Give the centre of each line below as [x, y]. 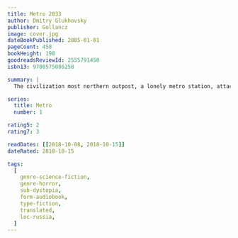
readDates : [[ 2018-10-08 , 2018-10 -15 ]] [66, 144]
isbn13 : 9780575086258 [41, 67]
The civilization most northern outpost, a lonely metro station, [114, 86]
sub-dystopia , [41, 190]
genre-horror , [41, 184]
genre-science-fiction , [55, 177]
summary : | [23, 80]
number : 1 [28, 112]
